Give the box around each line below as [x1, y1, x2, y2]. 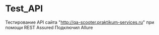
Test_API [5, 3, 43, 14]
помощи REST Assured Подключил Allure [5, 24, 93, 30]
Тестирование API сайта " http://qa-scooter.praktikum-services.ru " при [5, 19, 154, 25]
